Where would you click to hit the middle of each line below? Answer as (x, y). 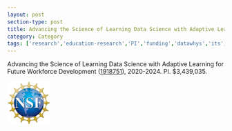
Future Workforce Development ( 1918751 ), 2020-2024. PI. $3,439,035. (107, 72)
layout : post (26, 14)
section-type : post (35, 22)
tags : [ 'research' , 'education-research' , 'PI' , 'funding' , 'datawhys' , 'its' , (117, 44)
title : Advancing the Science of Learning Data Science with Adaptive (111, 29)
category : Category (35, 37)
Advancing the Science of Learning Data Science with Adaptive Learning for (116, 64)
